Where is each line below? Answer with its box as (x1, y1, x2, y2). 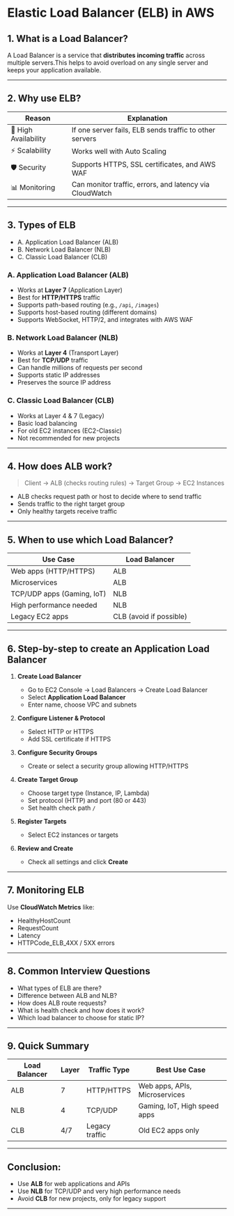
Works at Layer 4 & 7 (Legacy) (17, 411, 104, 420)
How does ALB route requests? (17, 999, 107, 1007)
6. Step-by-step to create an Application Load (7, 642, 210, 654)
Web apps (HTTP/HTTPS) (10, 567, 95, 576)
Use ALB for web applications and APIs (17, 1180, 130, 1188)
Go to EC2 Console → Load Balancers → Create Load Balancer (27, 685, 208, 694)
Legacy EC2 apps (10, 612, 69, 622)
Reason (24, 113, 51, 123)
